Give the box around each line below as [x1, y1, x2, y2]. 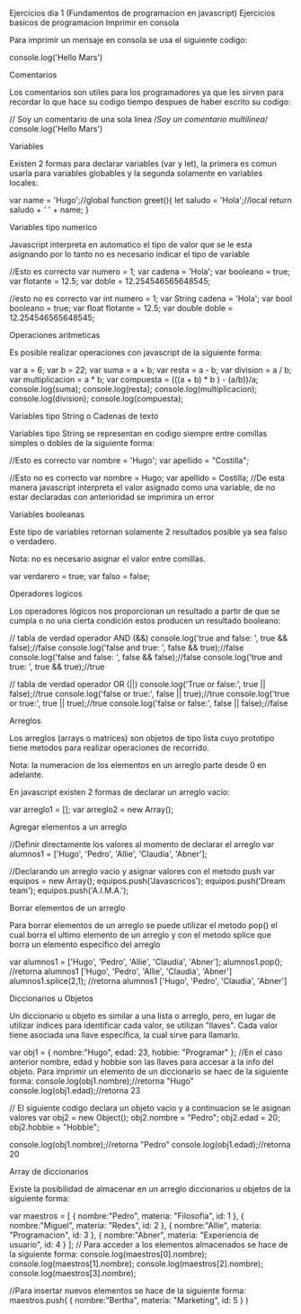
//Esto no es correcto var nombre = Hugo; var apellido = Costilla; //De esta [9, 472, 286, 483]
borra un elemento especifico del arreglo [9, 939, 161, 950]
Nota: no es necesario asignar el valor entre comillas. [9, 553, 207, 564]
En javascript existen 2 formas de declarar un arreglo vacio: [9, 787, 231, 797]
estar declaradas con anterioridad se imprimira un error [9, 492, 215, 502]
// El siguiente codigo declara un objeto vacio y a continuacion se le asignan [9, 1103, 291, 1113]
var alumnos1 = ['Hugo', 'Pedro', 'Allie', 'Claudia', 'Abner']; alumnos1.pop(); [9, 957, 283, 967]
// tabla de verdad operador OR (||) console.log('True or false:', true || [9, 679, 266, 689]
